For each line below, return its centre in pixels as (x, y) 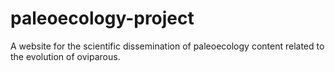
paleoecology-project (102, 18)
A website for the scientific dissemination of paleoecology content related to (167, 46)
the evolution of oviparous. (65, 56)
